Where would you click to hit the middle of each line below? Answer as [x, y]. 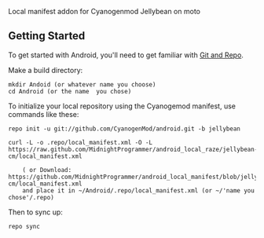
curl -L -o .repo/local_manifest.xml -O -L [81, 142]
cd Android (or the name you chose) [70, 91]
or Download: [50, 170]
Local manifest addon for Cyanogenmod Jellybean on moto [104, 11]
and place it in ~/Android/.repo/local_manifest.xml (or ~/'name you [139, 190]
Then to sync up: [35, 212]
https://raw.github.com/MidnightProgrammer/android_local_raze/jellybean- [133, 149]
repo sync [24, 226]
